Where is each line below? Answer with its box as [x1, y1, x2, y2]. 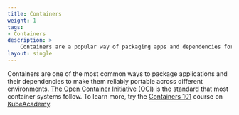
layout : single [7, 50, 53, 57]
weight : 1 [7, 17, 37, 24]
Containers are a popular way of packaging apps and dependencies [20, 43, 221, 50]
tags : [7, 23, 23, 31]
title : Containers [7, 10, 62, 18]
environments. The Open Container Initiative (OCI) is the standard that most [7, 84, 229, 93]
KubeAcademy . [7, 99, 52, 108]
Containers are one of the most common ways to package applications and [7, 69, 228, 78]
